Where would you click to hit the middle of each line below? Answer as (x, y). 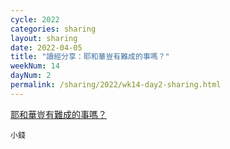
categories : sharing (53, 29)
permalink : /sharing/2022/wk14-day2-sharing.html (116, 85)
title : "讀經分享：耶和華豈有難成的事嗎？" (90, 57)
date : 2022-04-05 (46, 47)
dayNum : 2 (31, 76)
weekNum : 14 (35, 66)
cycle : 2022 (35, 19)
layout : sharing (44, 38)
